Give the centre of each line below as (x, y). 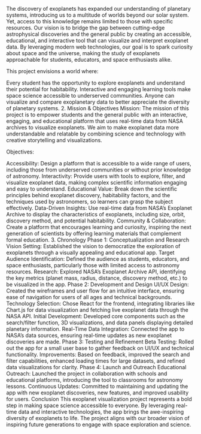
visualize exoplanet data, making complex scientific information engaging (97, 183)
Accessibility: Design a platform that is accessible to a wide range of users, (99, 163)
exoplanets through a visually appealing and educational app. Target (90, 252)
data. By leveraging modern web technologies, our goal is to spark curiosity (100, 47)
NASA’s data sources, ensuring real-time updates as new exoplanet (89, 335)
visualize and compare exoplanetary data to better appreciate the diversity (98, 102)
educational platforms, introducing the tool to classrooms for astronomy (95, 380)
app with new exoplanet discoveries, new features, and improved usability (98, 393)
